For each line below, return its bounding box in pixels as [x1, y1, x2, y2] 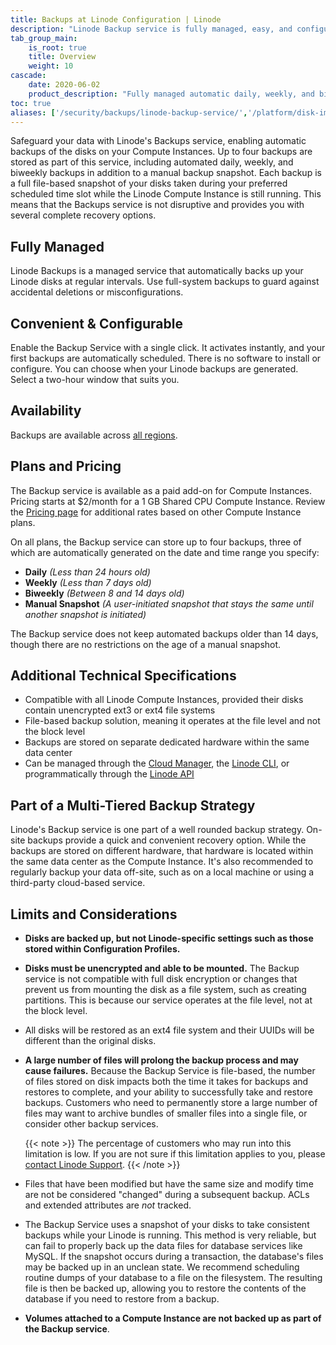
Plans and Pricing [10, 458, 122, 475]
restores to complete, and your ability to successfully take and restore [24, 1086, 314, 1098]
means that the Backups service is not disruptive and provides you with [10, 199, 305, 211]
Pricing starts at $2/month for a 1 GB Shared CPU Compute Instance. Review [10, 495, 326, 507]
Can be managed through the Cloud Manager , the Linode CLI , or [24, 757, 290, 770]
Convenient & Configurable [10, 315, 183, 332]
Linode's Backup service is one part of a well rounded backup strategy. [10, 824, 305, 836]
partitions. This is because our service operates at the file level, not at [24, 994, 313, 1006]
